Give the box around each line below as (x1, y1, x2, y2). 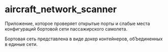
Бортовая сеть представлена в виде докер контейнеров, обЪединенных (5, 36, 163, 42)
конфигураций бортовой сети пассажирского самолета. (5, 25, 128, 32)
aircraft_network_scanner (5, 4, 117, 15)
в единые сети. (5, 41, 38, 47)
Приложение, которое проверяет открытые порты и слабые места (5, 20, 150, 27)
